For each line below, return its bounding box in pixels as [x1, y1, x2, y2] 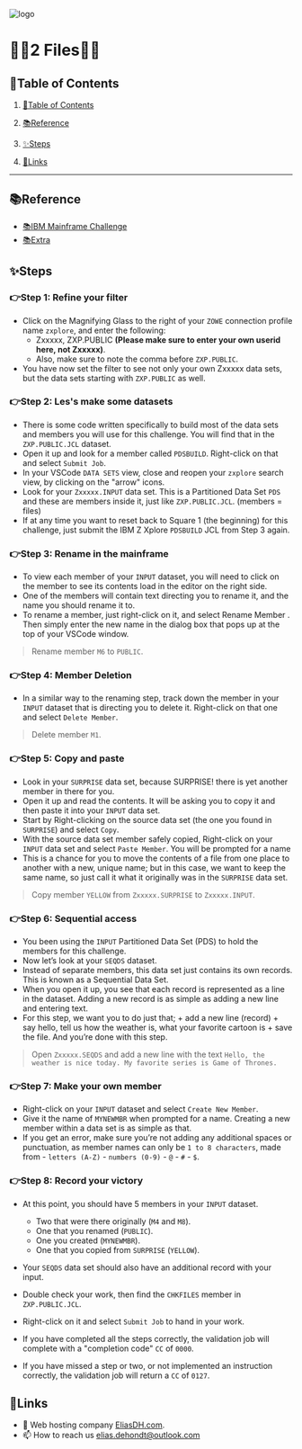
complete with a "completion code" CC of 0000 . [22, 1343, 195, 1354]
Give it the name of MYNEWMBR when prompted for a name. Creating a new [22, 1114, 290, 1124]
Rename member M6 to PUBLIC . [31, 646, 144, 657]
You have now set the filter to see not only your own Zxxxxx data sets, [22, 362, 283, 373]
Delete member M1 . [31, 729, 102, 740]
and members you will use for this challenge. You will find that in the [22, 428, 275, 440]
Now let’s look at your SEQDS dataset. [22, 954, 157, 966]
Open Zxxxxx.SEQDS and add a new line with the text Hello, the [31, 1049, 265, 1060]
